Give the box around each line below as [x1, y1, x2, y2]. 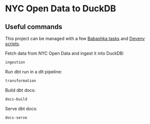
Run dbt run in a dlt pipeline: [5, 68, 62, 74]
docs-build [5, 96, 28, 101]
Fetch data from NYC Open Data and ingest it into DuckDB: [5, 50, 124, 56]
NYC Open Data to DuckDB [5, 3, 117, 14]
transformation [5, 78, 36, 83]
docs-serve [5, 115, 28, 120]
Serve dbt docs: [5, 105, 38, 111]
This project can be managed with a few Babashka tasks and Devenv [5, 35, 145, 41]
